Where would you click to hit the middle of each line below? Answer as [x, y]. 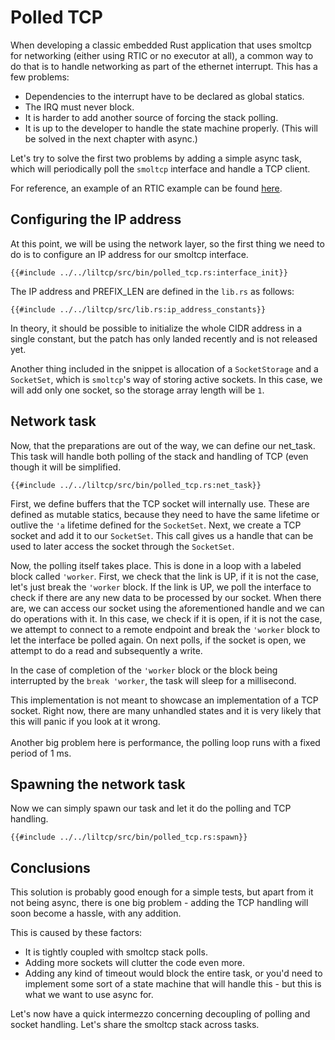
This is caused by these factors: [76, 933]
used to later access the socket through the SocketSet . [122, 546]
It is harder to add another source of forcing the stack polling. [151, 117]
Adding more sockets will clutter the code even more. [135, 963]
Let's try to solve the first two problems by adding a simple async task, [156, 158]
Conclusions [50, 867]
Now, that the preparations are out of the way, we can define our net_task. [163, 445]
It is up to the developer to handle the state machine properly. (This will [171, 128]
